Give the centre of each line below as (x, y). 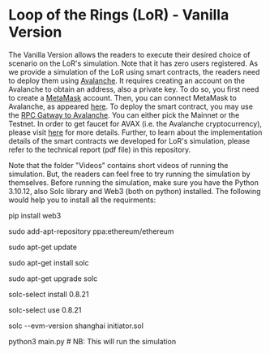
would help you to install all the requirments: (82, 200)
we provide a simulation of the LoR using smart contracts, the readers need (134, 71)
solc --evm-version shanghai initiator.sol (76, 326)
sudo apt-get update (43, 247)
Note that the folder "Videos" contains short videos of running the (118, 165)
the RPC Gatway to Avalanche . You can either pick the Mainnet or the (124, 114)
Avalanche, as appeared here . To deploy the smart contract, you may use (131, 106)
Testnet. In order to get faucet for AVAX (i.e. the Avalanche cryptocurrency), (135, 123)
